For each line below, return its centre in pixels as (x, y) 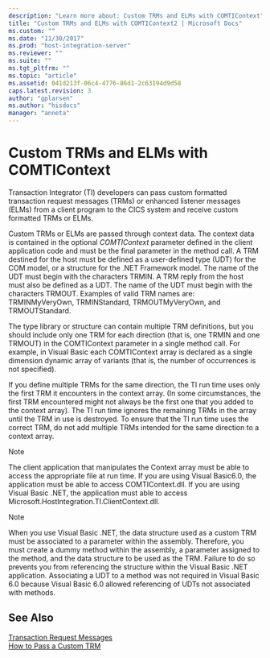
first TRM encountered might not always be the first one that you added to (131, 401)
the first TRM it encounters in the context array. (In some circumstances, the (135, 393)
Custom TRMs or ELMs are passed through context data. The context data (131, 234)
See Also (31, 618)
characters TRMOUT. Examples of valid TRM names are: (102, 293)
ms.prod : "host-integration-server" (70, 46)
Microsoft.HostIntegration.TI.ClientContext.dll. (84, 501)
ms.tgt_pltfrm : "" (39, 68)
